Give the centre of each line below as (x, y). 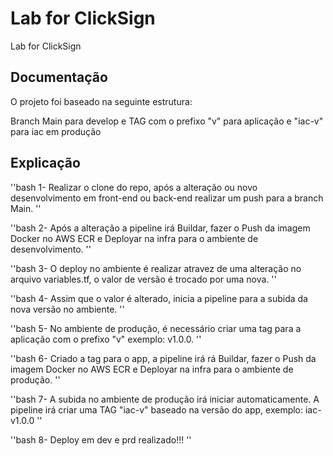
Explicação (45, 163)
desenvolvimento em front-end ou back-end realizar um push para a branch (167, 198)
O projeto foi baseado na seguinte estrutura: (101, 101)
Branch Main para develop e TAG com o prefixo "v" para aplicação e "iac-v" (167, 121)
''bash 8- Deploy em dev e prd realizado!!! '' (101, 439)
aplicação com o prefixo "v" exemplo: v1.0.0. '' (106, 339)
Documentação (59, 77)
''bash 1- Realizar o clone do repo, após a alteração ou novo (134, 187)
